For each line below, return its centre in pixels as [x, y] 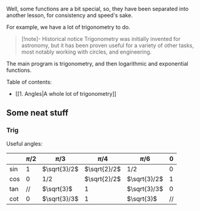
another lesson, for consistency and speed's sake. [70, 15]
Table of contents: [29, 82]
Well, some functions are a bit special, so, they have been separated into [98, 9]
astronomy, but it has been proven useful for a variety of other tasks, [107, 45]
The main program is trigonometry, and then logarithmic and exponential [97, 64]
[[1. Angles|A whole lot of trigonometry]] [66, 94]
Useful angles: [24, 143]
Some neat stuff [37, 113]
